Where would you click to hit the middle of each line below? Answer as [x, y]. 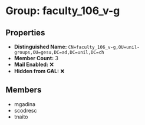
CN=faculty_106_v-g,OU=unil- [104, 47]
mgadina [25, 104]
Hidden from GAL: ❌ [39, 71]
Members [24, 90]
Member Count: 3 [36, 58]
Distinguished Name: [40, 47]
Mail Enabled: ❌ [34, 64]
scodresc [25, 110]
